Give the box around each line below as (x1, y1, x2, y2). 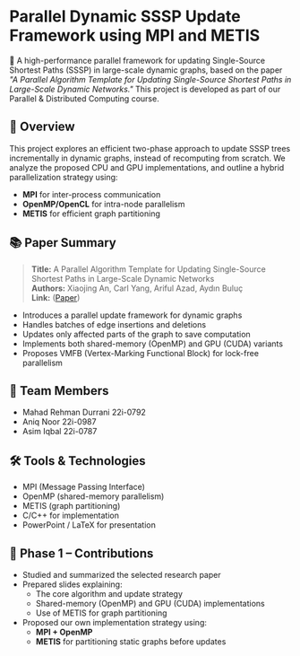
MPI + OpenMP (35, 626, 93, 637)
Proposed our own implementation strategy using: (21, 617, 208, 627)
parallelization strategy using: (9, 171, 118, 182)
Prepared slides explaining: (21, 579, 123, 590)
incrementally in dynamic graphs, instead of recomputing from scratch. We (9, 153, 286, 163)
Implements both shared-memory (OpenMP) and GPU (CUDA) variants (21, 338, 284, 349)
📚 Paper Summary (9, 235, 116, 250)
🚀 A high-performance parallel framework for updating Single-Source (9, 55, 266, 66)
